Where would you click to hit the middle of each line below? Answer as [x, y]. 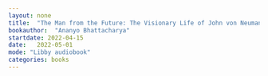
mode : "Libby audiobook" [49, 52]
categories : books [39, 60]
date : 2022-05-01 [41, 45]
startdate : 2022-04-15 [46, 38]
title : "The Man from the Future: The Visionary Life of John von [123, 23]
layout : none [30, 15]
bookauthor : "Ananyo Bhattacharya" [69, 30]
